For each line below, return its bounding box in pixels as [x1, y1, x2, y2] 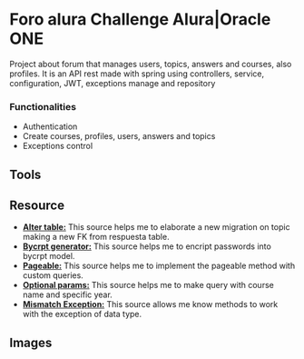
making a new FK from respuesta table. [22, 232, 170, 243]
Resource [9, 198, 65, 214]
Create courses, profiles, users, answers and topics [22, 131, 216, 142]
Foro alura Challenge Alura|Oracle [9, 9, 271, 30]
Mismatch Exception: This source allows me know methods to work [22, 299, 279, 310]
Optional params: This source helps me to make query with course [22, 280, 274, 291]
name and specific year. [22, 289, 113, 300]
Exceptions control [22, 141, 93, 152]
